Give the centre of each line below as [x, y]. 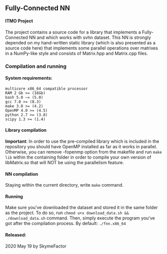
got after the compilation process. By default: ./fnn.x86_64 [66, 224]
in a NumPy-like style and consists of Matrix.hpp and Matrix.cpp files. [77, 53]
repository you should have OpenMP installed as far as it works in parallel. [81, 146]
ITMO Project [19, 21]
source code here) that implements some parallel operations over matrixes [82, 48]
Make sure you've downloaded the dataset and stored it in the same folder [82, 208]
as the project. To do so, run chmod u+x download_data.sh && [67, 213]
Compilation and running [36, 66]
